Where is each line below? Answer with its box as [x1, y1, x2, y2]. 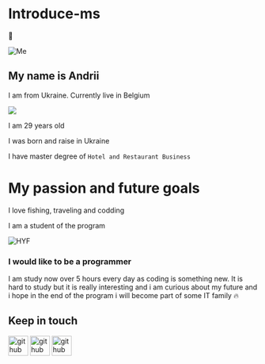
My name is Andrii [8, 69, 100, 83]
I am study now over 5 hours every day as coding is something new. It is [8, 274, 244, 283]
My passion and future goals [8, 179, 200, 197]
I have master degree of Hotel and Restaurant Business [8, 151, 191, 161]
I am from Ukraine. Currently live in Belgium [8, 90, 150, 100]
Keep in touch [8, 314, 78, 328]
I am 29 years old [8, 121, 65, 130]
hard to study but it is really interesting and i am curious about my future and [8, 282, 258, 292]
